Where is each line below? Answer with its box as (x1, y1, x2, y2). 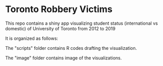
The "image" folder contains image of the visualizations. (5, 54, 122, 61)
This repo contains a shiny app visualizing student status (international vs (5, 20, 158, 26)
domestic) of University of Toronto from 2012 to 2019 (5, 25, 116, 31)
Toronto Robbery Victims (5, 4, 113, 15)
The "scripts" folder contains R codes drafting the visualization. (5, 45, 137, 51)
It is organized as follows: (5, 35, 59, 41)
